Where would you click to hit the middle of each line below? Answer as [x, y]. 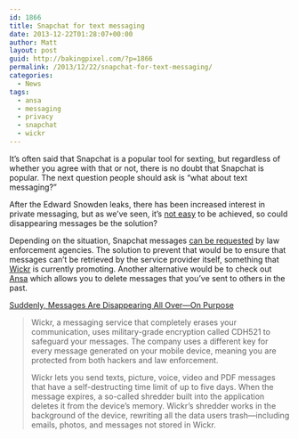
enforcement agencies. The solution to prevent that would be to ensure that [148, 249]
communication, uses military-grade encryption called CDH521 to [151, 331]
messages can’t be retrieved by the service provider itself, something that [144, 259]
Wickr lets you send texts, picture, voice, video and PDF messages [153, 377]
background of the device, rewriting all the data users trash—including [160, 415]
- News [29, 84]
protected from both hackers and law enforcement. [125, 360]
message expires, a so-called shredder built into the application [148, 396]
